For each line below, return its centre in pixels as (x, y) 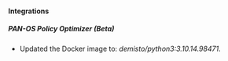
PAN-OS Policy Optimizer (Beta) (61, 29)
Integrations (29, 11)
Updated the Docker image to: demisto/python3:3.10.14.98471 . (120, 48)
